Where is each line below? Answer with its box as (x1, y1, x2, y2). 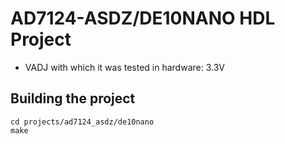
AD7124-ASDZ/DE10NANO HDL (10, 7, 276, 30)
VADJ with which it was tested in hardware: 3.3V (24, 61, 225, 73)
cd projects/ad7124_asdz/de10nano (10, 117, 155, 127)
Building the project (10, 90, 136, 107)
